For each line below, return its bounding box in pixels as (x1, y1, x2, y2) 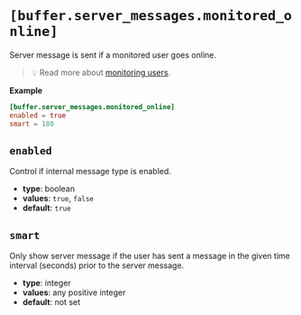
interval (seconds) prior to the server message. (9, 260, 185, 271)
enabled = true (9, 111, 67, 120)
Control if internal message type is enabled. (9, 166, 171, 177)
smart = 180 (9, 119, 54, 128)
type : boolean (22, 183, 75, 194)
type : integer (22, 278, 72, 289)
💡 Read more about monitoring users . (31, 67, 171, 78)
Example (9, 85, 43, 96)
